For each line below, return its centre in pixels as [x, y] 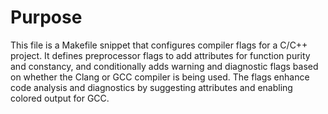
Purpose [46, 17]
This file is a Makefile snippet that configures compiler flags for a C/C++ [159, 45]
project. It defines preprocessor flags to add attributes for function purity [160, 55]
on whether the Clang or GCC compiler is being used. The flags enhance [160, 77]
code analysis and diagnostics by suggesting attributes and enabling [151, 87]
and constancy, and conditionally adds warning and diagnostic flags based [164, 66]
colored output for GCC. [60, 98]
